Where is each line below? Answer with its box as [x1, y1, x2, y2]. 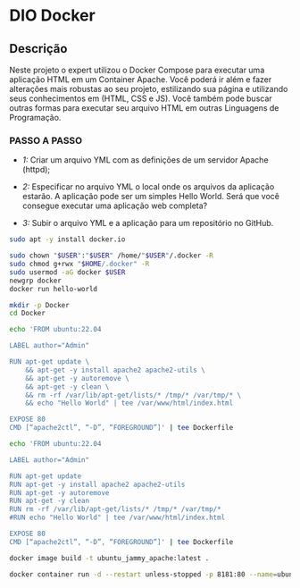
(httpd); [21, 164, 51, 175]
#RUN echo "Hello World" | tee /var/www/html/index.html [9, 513, 226, 523]
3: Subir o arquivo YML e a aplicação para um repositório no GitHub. [21, 218, 274, 229]
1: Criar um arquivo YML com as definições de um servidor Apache [21, 155, 270, 165]
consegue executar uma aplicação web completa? [21, 200, 208, 211]
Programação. [9, 113, 62, 122]
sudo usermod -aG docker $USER [9, 267, 126, 277]
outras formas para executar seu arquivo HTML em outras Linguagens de [9, 103, 279, 113]
